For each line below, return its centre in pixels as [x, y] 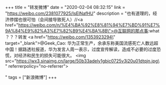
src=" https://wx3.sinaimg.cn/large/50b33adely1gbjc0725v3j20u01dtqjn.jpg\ [82, 61]
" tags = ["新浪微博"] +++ [31, 77]
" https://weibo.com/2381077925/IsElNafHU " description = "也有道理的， [79, 13]
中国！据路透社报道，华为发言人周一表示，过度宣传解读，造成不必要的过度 [81, 49]
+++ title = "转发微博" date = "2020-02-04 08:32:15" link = [65, 7]
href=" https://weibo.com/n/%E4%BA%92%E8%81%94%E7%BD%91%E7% [83, 25]
